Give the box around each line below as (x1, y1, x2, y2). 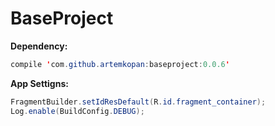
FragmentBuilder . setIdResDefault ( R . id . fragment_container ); (10, 97, 267, 107)
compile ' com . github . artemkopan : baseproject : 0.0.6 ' (10, 59, 230, 69)
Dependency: (10, 40, 68, 52)
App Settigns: (10, 77, 69, 89)
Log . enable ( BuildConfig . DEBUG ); (10, 106, 145, 116)
